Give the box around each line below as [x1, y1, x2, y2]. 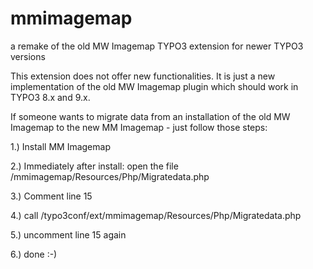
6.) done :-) [10, 248, 58, 260]
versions [10, 50, 46, 62]
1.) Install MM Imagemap [10, 140, 111, 152]
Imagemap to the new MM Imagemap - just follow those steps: [10, 121, 268, 133]
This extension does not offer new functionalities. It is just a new [10, 70, 276, 82]
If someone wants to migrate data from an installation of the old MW [10, 110, 291, 122]
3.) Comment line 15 [10, 190, 93, 202]
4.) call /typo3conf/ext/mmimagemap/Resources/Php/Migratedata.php [10, 209, 302, 221]
